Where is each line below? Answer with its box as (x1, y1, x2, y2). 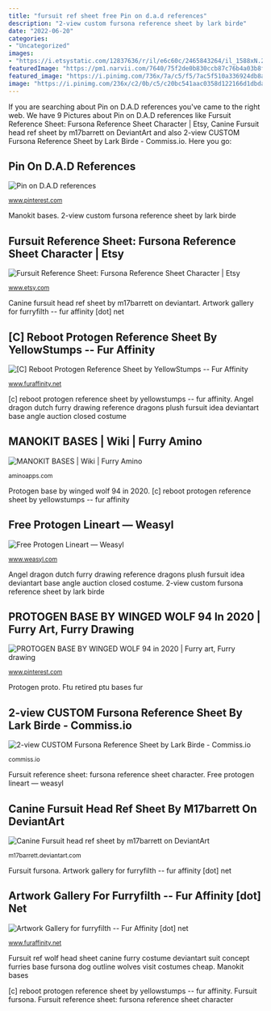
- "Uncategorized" (8, 42, 70, 50)
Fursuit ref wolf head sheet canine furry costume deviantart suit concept (8, 953, 250, 962)
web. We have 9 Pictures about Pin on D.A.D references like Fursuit (8, 110, 231, 120)
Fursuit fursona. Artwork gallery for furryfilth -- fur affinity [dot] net (8, 866, 232, 875)
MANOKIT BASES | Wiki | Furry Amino (8, 434, 203, 449)
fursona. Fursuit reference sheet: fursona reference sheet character (8, 994, 234, 1004)
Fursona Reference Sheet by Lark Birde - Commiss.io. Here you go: (8, 136, 232, 146)
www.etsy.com (8, 284, 50, 292)
